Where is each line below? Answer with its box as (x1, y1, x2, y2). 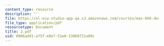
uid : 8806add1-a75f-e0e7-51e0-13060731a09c (5, 34, 95, 39)
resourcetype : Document (5, 25, 54, 30)
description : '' (5, 11, 38, 16)
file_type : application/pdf (5, 20, 62, 25)
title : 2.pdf (5, 29, 32, 34)
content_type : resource (5, 7, 54, 12)
